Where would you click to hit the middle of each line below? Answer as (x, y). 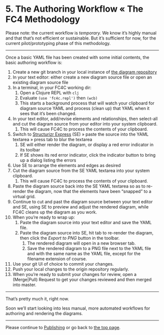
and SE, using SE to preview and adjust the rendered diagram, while (81, 207)
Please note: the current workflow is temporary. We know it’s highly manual (81, 33)
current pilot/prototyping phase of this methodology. (58, 43)
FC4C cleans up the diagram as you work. (55, 212)
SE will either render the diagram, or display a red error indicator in (87, 145)
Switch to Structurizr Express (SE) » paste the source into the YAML (81, 134)
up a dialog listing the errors (48, 160)
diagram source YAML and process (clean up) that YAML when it (85, 108)
